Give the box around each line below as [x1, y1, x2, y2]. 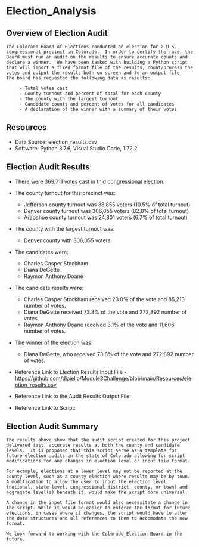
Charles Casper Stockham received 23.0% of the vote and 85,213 [23, 295, 185, 302]
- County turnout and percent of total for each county [19, 91, 161, 97]
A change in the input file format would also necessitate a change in [6, 500, 188, 506]
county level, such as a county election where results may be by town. [6, 474, 191, 480]
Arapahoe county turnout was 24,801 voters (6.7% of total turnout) [23, 214, 188, 221]
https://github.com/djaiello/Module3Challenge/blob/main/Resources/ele [14, 375, 192, 382]
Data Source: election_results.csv [14, 138, 97, 146]
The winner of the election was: [14, 339, 93, 346]
